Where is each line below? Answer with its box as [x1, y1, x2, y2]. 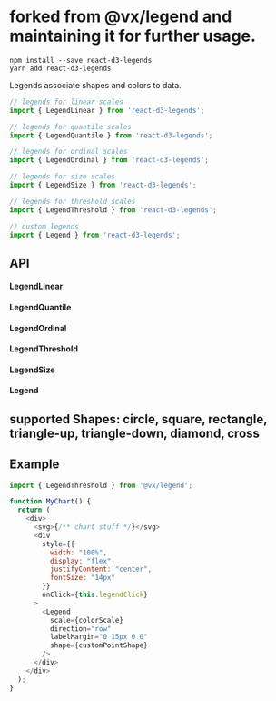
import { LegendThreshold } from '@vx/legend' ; [9, 481, 193, 490]
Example [9, 457, 60, 472]
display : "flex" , [49, 556, 116, 565]
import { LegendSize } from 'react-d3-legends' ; [9, 180, 197, 190]
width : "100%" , [49, 548, 107, 557]
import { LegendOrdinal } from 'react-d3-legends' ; [9, 156, 209, 165]
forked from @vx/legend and [9, 6, 232, 27]
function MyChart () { [9, 497, 92, 506]
